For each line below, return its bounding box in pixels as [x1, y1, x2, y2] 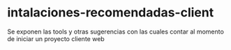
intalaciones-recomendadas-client [7, 5, 214, 21]
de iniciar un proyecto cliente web [7, 34, 105, 42]
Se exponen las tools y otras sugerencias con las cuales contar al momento [7, 27, 225, 36]
